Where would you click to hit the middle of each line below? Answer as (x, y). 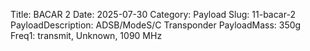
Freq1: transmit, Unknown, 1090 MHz (86, 35)
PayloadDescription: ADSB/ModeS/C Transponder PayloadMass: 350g (156, 25)
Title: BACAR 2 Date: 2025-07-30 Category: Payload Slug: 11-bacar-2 (153, 14)
